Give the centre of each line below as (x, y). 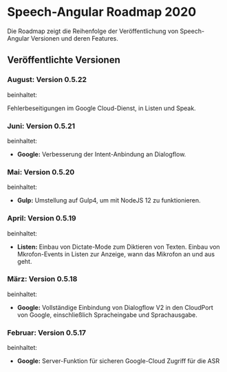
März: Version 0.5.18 (42, 279)
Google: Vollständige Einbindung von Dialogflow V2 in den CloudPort (115, 307)
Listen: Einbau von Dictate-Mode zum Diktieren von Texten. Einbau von (118, 247)
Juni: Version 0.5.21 (41, 126)
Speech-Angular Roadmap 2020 (102, 12)
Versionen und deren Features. (75, 38)
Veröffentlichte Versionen (64, 60)
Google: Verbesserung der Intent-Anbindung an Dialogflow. (101, 154)
